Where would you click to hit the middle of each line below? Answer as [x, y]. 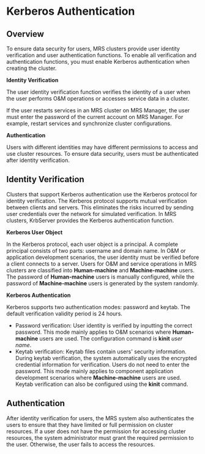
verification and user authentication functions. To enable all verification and [102, 55]
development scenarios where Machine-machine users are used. [98, 377]
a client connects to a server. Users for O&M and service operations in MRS [102, 264]
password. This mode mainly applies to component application [94, 371]
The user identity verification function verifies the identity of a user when [99, 92]
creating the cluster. [32, 68]
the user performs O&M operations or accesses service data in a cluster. [98, 98]
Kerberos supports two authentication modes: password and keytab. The [99, 307]
